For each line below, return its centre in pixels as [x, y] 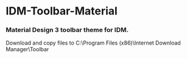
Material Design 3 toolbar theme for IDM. [67, 30]
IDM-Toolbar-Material [62, 11]
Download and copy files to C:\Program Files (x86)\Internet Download [93, 43]
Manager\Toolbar [27, 49]
